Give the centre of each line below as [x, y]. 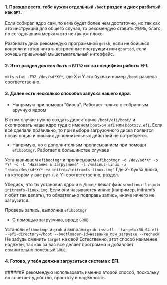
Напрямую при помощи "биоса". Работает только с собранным [80, 104]
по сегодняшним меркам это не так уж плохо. [55, 34]
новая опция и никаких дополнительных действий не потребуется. [77, 135]
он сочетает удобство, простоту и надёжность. [56, 277]
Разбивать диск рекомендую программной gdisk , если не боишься [77, 44]
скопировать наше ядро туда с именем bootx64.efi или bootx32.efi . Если [84, 125]
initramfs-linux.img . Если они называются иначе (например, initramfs [80, 190]
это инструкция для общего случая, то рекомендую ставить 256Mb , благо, [83, 29]
